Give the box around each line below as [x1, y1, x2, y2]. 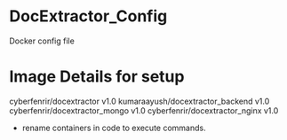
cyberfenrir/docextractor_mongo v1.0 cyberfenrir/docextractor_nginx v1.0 [9, 105, 279, 116]
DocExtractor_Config [9, 6, 168, 27]
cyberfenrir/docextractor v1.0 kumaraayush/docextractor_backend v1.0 [9, 96, 270, 106]
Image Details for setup [9, 66, 185, 87]
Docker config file [9, 35, 76, 46]
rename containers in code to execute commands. [21, 122, 206, 133]
